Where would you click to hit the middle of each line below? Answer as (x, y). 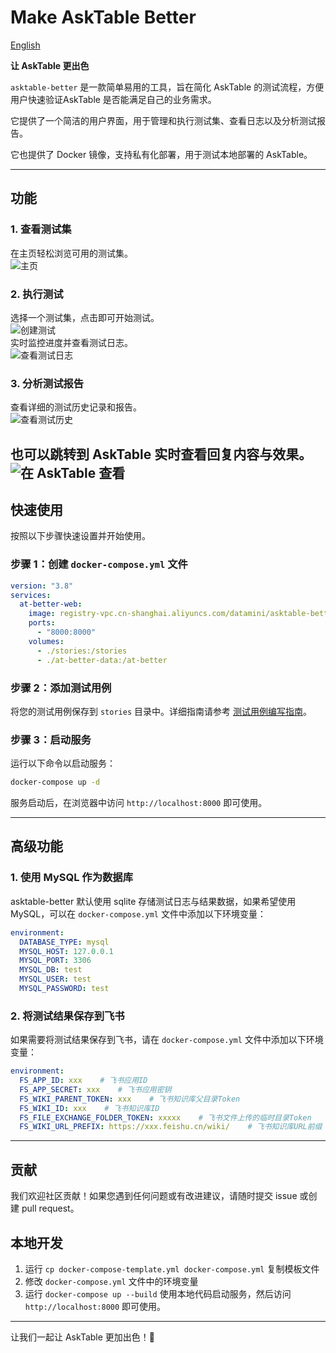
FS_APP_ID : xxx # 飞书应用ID (83, 1081)
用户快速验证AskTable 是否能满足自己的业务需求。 (113, 99)
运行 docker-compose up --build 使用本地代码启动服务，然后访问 (158, 1293)
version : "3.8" (42, 586)
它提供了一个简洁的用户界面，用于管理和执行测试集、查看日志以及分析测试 (163, 120)
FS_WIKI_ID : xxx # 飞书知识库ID (89, 1108)
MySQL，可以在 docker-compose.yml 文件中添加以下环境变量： (138, 913)
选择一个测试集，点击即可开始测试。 (85, 317)
